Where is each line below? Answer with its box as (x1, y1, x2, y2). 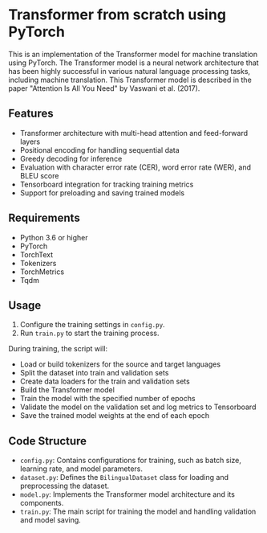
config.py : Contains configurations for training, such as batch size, (19, 456, 242, 465)
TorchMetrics (19, 267, 65, 277)
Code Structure (8, 434, 87, 448)
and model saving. (19, 515, 82, 525)
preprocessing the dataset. (19, 481, 110, 491)
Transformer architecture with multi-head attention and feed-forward (19, 128, 249, 137)
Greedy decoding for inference (19, 154, 123, 163)
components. (19, 498, 64, 508)
